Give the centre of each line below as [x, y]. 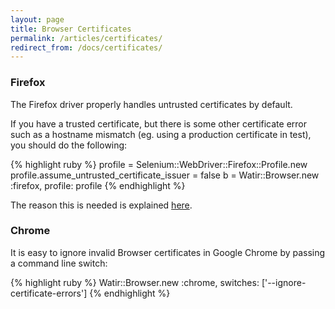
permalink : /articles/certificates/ [86, 38]
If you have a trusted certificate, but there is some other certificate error [159, 123]
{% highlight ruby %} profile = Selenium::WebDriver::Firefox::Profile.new [159, 164]
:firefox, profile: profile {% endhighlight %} [98, 185]
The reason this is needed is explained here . [101, 205]
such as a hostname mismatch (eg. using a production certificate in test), [161, 134]
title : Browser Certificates [71, 29]
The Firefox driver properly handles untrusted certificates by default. [151, 104]
